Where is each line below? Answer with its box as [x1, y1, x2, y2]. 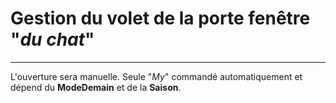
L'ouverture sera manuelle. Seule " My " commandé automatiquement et [10, 70, 303, 82]
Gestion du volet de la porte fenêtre [10, 7, 311, 30]
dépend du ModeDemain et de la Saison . [10, 81, 182, 93]
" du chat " [10, 28, 95, 51]
